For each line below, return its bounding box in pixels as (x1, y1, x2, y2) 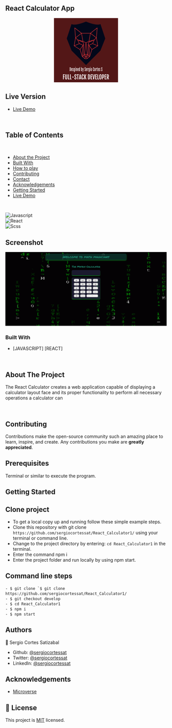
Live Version (5, 92, 46, 101)
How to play (12, 165, 38, 171)
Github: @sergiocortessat (12, 649, 67, 655)
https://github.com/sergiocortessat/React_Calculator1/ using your (12, 530, 158, 536)
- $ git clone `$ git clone (5, 586, 66, 591)
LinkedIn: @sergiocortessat (12, 660, 71, 666)
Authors (5, 626, 32, 635)
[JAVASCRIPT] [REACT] (12, 346, 63, 352)
